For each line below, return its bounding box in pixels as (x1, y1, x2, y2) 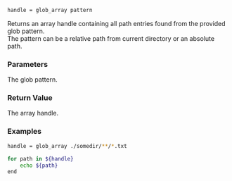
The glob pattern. (7, 75, 58, 84)
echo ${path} (20, 162, 58, 169)
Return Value (7, 93, 53, 103)
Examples (7, 127, 42, 137)
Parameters (7, 59, 48, 69)
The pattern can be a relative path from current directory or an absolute (7, 34, 215, 42)
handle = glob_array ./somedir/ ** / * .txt (7, 142, 128, 149)
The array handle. (7, 109, 59, 118)
